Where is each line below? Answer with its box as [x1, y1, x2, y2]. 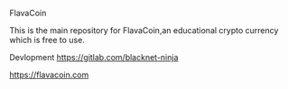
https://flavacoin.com [9, 69, 89, 80]
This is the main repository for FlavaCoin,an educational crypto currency [9, 25, 279, 35]
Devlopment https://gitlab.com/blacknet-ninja [9, 52, 179, 62]
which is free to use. [9, 35, 86, 45]
